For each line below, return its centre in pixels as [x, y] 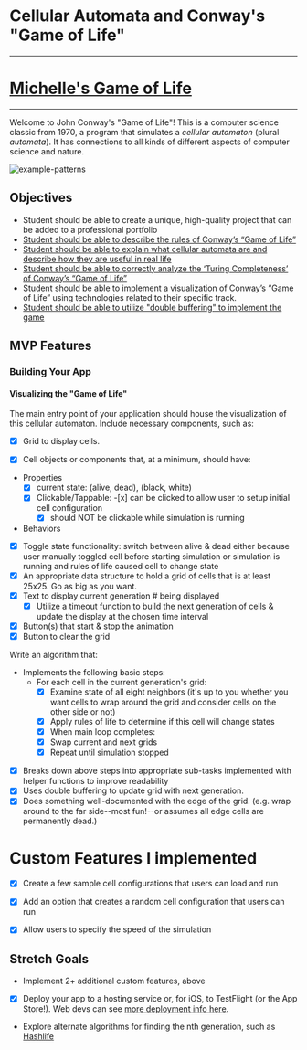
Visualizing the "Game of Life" [69, 393]
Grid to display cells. [61, 441]
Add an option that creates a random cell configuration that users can [153, 902]
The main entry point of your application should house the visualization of [148, 414]
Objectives [41, 198]
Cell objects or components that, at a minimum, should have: [137, 460]
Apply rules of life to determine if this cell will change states [163, 721]
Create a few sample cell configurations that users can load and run [150, 884]
